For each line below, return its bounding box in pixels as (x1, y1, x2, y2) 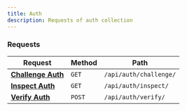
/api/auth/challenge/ (104, 71, 176, 78)
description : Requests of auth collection (7, 17, 133, 24)
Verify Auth (11, 92, 50, 102)
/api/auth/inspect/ (104, 82, 169, 89)
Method (70, 57, 98, 67)
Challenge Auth (11, 69, 64, 79)
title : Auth (7, 10, 42, 17)
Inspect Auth (11, 81, 55, 91)
